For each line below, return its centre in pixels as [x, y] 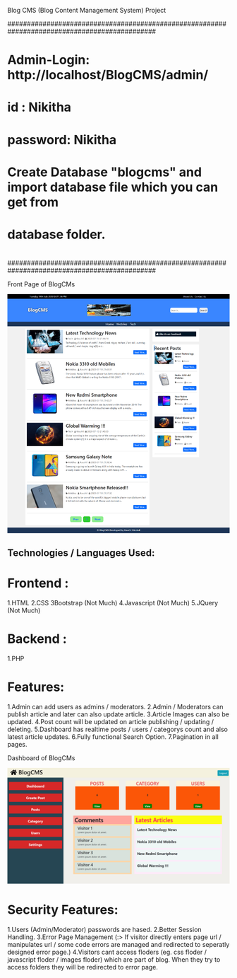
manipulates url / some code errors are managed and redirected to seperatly [119, 944]
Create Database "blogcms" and [105, 172]
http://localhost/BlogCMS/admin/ [108, 75]
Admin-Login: [49, 60]
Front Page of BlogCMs [41, 284]
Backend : [37, 639]
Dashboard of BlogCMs [41, 758]
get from [33, 202]
